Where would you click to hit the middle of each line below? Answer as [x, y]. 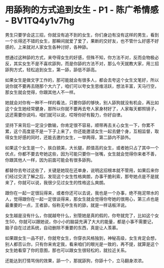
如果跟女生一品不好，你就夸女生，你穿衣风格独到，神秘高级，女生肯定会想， [82, 238]
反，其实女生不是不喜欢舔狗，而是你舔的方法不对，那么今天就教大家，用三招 [82, 63]
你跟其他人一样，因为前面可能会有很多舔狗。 [50, 160]
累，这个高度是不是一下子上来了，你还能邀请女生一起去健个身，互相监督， [80, 131]
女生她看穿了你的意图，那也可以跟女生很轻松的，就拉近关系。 [67, 250]
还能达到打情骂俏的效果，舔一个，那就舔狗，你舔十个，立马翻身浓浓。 [76, 260]
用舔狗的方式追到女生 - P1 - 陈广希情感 [82, 10]
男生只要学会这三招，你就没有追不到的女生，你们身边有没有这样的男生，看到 [82, 35]
